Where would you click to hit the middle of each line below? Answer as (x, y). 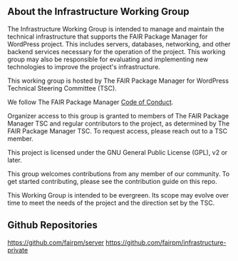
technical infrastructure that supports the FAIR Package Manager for (108, 36)
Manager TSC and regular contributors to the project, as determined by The (119, 123)
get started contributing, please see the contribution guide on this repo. (112, 181)
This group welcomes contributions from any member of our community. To (119, 173)
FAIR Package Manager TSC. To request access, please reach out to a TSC (118, 130)
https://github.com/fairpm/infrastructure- (166, 242)
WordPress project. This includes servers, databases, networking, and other (119, 44)
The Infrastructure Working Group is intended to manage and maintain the (116, 29)
